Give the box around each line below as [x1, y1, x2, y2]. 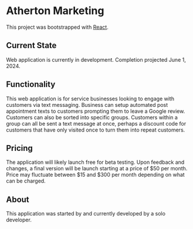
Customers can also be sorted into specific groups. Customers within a [6, 113, 178, 121]
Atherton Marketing [6, 4, 104, 18]
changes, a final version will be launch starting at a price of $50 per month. [6, 165, 188, 172]
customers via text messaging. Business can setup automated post [6, 101, 168, 108]
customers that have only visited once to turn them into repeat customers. [6, 126, 185, 133]
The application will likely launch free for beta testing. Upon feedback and [6, 159, 185, 166]
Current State [6, 41, 57, 50]
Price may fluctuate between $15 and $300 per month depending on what [6, 171, 185, 179]
